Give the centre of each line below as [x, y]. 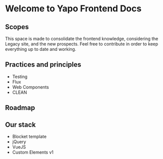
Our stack [20, 125]
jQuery [19, 142]
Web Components [31, 87]
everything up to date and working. [41, 49]
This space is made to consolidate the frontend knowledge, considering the [82, 39]
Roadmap [20, 108]
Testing [20, 77]
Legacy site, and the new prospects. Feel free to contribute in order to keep [82, 44]
